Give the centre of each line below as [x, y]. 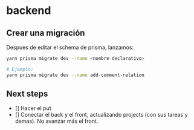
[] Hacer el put [33, 108]
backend [29, 11]
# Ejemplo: [20, 69]
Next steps [27, 94]
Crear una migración [46, 33]
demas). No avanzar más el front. [57, 121]
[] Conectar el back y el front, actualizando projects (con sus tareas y [102, 115]
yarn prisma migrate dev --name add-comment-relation [76, 75]
